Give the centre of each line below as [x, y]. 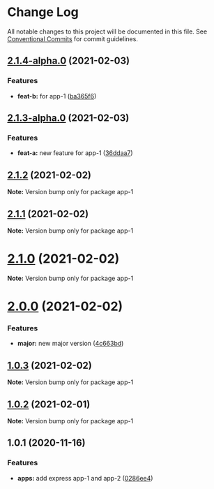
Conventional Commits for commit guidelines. [72, 38]
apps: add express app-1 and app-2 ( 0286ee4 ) [85, 478]
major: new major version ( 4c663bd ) [70, 344]
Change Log [43, 12]
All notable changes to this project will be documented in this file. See [107, 31]
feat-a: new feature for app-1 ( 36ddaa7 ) [75, 153]
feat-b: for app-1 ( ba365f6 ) [57, 96]
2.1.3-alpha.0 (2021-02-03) [68, 118]
